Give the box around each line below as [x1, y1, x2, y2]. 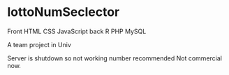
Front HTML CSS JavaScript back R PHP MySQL [7, 27, 147, 35]
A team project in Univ [7, 40, 72, 49]
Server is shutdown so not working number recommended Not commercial [7, 53, 222, 62]
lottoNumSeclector [7, 4, 120, 20]
